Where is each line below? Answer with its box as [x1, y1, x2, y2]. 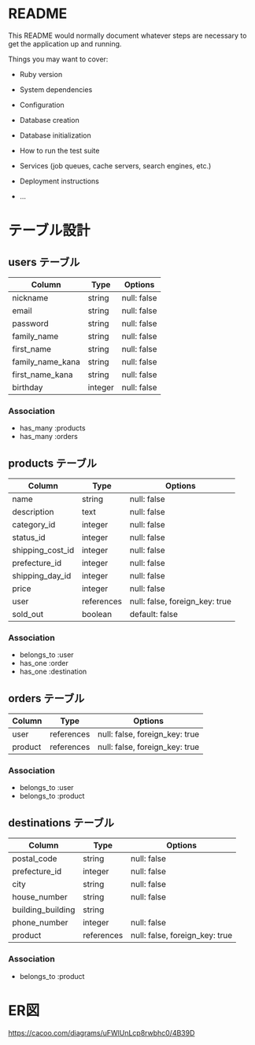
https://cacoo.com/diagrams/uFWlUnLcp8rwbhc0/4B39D [8, 1028, 195, 1037]
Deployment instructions [19, 176, 100, 186]
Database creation [19, 115, 80, 124]
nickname [12, 292, 49, 303]
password [12, 318, 49, 329]
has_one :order [19, 659, 68, 668]
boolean [81, 609, 113, 620]
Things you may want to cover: [8, 54, 109, 64]
